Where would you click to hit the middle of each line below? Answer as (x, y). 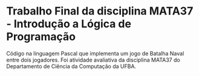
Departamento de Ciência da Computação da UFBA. (71, 66)
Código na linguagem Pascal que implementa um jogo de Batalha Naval (95, 53)
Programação (41, 37)
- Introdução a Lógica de (69, 24)
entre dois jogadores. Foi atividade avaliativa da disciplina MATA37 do (93, 60)
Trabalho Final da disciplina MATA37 (100, 11)
